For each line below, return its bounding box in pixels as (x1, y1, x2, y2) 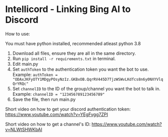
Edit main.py (12, 61, 39, 67)
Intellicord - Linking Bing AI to (5, 4, 131, 15)
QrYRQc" (12, 81, 29, 86)
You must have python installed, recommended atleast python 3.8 (5, 40, 141, 46)
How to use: (5, 31, 30, 37)
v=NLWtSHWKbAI (5, 126, 43, 132)
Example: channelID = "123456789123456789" (12, 91, 105, 97)
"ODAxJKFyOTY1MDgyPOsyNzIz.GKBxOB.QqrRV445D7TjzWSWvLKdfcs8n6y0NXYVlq (12, 77, 163, 82)
